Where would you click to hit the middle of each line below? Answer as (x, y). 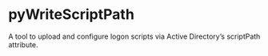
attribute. (23, 44)
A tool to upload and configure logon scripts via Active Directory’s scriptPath (134, 36)
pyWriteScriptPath (71, 15)
